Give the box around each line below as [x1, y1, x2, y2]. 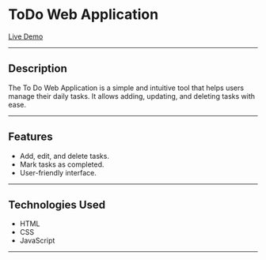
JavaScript [19, 236, 55, 246]
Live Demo [8, 32, 44, 41]
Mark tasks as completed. [19, 160, 104, 169]
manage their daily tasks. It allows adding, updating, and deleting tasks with [8, 91, 256, 100]
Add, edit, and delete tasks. [19, 151, 109, 160]
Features [8, 130, 53, 144]
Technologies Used [8, 198, 105, 211]
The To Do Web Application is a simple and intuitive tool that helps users [8, 83, 244, 92]
